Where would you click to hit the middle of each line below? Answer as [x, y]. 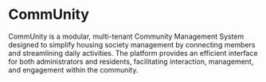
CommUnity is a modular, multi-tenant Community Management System [126, 36]
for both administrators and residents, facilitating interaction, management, [131, 61]
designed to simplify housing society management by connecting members [132, 44]
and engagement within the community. [73, 69]
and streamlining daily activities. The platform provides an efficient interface [133, 53]
